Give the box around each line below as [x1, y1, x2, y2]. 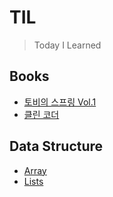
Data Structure [9, 138, 104, 155]
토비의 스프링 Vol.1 [23, 96, 97, 108]
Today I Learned [33, 39, 102, 51]
